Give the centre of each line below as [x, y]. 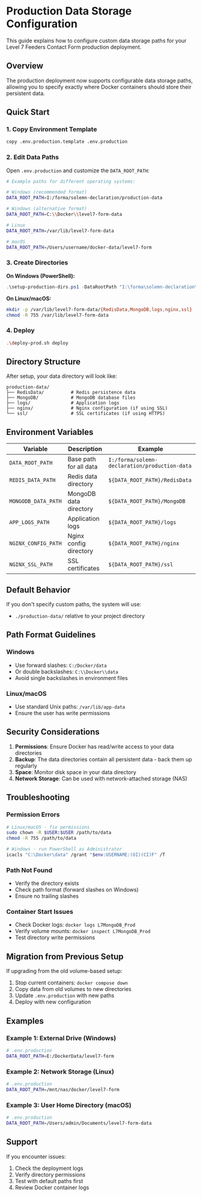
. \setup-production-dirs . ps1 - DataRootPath [62, 287]
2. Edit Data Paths [32, 157]
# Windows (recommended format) [47, 192]
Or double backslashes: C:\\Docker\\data [66, 671]
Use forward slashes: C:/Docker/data [61, 665]
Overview [25, 66]
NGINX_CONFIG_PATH [35, 544]
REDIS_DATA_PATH [32, 480]
